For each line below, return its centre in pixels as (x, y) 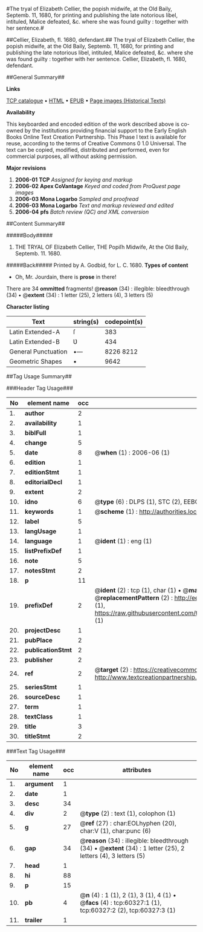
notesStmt (40, 570)
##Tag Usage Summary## (39, 376)
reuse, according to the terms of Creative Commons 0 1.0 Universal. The (96, 143)
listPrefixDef (43, 551)
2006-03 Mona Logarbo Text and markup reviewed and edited (94, 205)
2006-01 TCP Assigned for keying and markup (74, 180)
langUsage (41, 531)
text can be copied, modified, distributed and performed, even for (88, 150)
